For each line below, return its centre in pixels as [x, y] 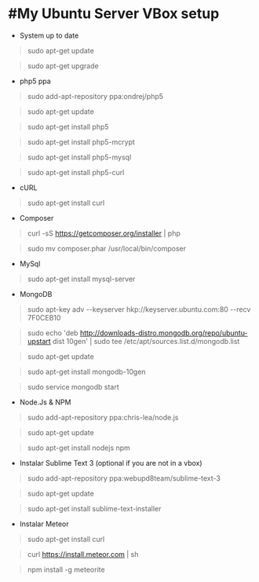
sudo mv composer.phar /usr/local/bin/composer [107, 248]
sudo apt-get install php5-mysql [79, 157]
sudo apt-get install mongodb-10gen [87, 372]
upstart [39, 341]
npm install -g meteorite [66, 569]
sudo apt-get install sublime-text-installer [94, 508]
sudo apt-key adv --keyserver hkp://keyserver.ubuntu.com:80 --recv [139, 309]
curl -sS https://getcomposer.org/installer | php [104, 233]
